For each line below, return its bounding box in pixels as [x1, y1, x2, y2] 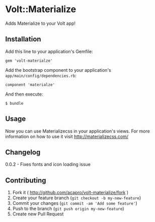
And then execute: [5, 91, 43, 97]
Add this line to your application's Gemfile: [5, 48, 93, 54]
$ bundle [5, 101, 24, 106]
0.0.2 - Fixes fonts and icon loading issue [5, 161, 91, 167]
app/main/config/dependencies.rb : [5, 72, 76, 78]
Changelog [5, 148, 41, 156]
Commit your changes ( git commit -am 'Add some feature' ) [12, 200, 137, 206]
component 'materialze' [5, 82, 55, 87]
